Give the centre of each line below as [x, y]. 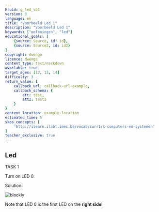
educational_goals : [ [27, 37]
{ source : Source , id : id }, [41, 41]
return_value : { [21, 81]
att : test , [33, 95]
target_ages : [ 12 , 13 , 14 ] [32, 73]
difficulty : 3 [19, 77]
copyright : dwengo [24, 54]
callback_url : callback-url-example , [52, 86]
